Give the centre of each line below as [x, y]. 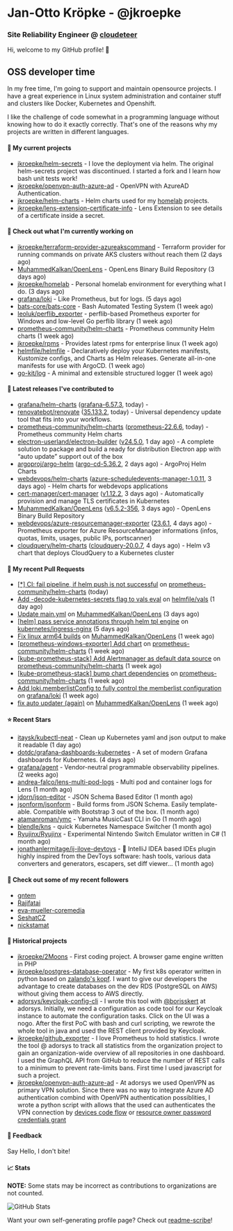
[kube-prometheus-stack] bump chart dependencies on [98, 673]
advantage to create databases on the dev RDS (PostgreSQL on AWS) [117, 986]
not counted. [25, 1193]
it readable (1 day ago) [49, 745]
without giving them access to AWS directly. [80, 994]
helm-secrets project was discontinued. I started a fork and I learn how [119, 171]
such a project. [39, 1075]
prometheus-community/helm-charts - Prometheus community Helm [116, 328]
